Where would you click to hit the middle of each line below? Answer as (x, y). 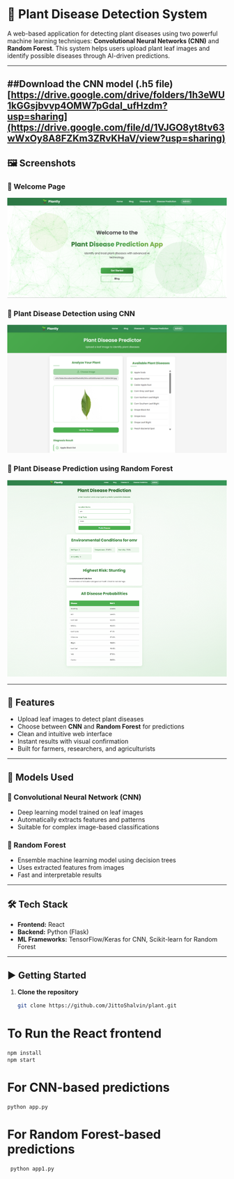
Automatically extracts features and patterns (81, 820)
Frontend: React (41, 925)
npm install (24, 1053)
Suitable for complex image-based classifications (88, 827)
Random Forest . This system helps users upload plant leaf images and (109, 48)
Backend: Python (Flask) (53, 932)
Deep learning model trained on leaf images (80, 812)
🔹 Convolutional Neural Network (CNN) (74, 797)
